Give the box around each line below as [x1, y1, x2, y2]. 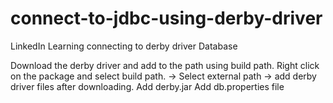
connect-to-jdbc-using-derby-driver [10, 7, 323, 30]
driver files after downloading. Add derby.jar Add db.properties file [10, 80, 285, 92]
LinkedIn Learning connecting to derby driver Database [10, 40, 238, 52]
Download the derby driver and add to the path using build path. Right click [10, 59, 320, 71]
